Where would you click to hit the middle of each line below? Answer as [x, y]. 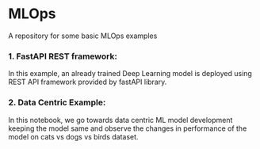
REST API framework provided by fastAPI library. [88, 82]
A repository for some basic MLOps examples [83, 36]
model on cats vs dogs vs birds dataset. [73, 136]
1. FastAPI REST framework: [63, 56]
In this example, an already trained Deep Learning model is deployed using [130, 74]
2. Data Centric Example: [57, 102]
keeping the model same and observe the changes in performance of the [128, 128]
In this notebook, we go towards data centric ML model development [120, 120]
